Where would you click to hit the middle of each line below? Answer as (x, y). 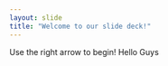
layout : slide (36, 18)
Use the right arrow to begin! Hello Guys (84, 52)
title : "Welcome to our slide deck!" (80, 26)
